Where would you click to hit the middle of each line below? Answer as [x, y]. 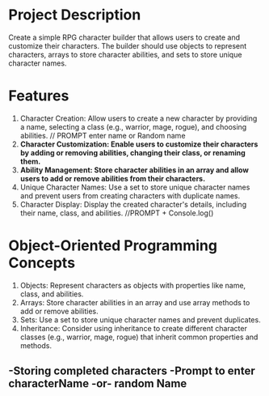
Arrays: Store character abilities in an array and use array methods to [135, 302]
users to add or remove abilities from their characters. [113, 178]
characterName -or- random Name [98, 383]
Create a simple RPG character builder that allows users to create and [124, 37]
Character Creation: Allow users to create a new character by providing [139, 118]
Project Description [75, 15]
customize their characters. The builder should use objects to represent [128, 45]
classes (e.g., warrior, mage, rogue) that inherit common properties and [139, 337]
